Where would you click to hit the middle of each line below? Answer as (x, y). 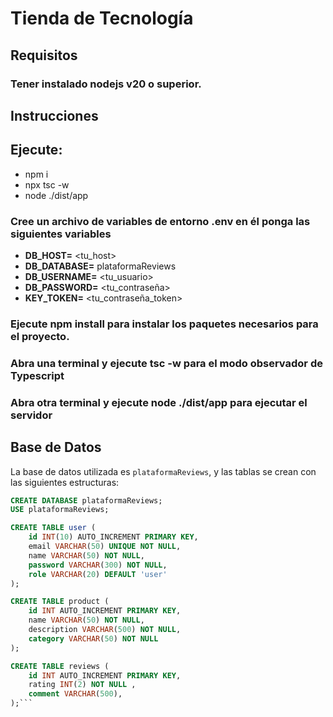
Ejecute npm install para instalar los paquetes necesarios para (164, 324)
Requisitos (44, 55)
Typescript (37, 375)
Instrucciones (54, 115)
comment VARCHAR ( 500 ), (75, 694)
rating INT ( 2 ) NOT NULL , (82, 685)
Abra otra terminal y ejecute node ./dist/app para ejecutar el (159, 402)
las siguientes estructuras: (65, 482)
